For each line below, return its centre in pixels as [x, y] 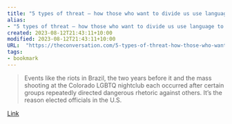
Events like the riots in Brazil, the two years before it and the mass [118, 78]
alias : [17, 20]
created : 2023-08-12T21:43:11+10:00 [60, 33]
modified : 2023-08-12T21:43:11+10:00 [61, 39]
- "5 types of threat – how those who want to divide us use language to [116, 26]
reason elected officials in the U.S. [73, 100]
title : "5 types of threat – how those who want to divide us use [105, 13]
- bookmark [23, 59]
